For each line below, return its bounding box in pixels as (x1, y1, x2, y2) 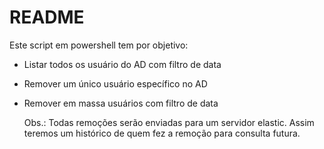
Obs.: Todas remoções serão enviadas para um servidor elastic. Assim (23, 116, 315, 128)
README (9, 6, 85, 29)
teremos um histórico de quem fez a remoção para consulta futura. (23, 127, 301, 139)
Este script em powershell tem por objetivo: (9, 39, 189, 51)
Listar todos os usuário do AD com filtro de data (23, 58, 222, 70)
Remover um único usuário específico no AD (23, 77, 208, 90)
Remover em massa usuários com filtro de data (23, 97, 219, 109)
